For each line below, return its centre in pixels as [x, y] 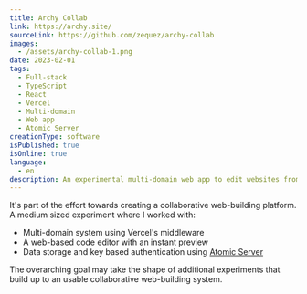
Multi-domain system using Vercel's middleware [113, 233]
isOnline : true [38, 153]
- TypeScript [42, 86]
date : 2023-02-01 [42, 60]
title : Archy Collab [49, 18]
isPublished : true [44, 145]
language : [28, 162]
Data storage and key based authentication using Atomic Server [143, 252]
